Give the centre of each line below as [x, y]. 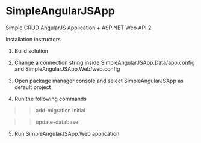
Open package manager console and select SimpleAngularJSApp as [99, 81]
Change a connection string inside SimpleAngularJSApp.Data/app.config [104, 62]
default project [32, 87]
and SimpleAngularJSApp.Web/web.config [67, 69]
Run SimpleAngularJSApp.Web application [67, 133]
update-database [57, 122]
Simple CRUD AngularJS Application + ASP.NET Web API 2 [79, 28]
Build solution [31, 51]
